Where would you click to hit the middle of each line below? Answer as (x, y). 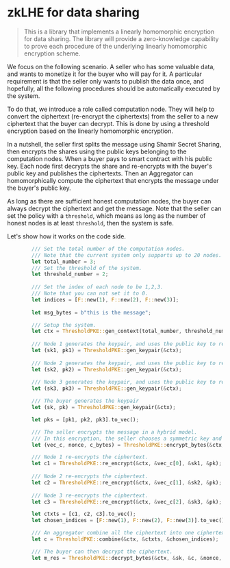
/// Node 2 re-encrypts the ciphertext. (90, 477)
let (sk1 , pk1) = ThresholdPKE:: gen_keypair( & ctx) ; (107, 351)
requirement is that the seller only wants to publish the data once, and (105, 81)
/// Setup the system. (64, 325)
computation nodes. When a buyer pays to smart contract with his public (110, 158)
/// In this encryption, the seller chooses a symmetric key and (127, 439)
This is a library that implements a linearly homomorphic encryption (119, 32)
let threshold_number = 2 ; (70, 274)
